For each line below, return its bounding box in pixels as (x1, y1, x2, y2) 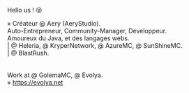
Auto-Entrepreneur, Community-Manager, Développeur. (7, 27, 167, 35)
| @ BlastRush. (7, 49, 50, 57)
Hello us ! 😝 (7, 6, 43, 14)
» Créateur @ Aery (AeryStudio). (7, 19, 101, 27)
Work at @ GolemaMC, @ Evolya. (7, 71, 103, 79)
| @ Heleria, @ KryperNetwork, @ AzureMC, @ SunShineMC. (7, 42, 183, 49)
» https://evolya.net (7, 78, 63, 86)
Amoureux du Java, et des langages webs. (7, 34, 130, 42)
